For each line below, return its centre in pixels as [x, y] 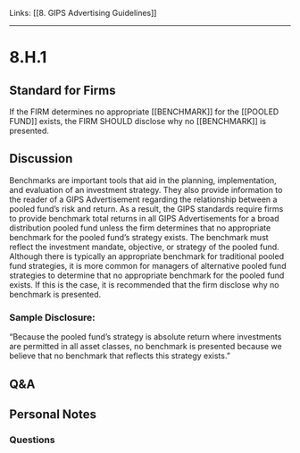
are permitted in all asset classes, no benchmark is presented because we [146, 347]
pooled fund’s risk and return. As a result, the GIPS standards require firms [146, 208]
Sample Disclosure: [52, 317]
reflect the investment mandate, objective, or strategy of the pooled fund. [144, 247]
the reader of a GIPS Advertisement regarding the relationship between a [143, 199]
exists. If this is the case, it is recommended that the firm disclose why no [144, 284]
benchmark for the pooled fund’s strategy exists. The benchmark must [139, 237]
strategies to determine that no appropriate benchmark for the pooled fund [147, 275]
